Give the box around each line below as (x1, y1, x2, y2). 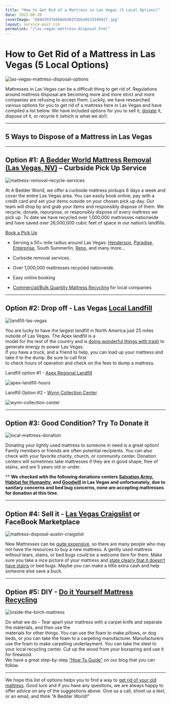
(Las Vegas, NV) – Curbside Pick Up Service (5, 164, 147, 172)
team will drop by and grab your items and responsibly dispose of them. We (5, 203, 164, 210)
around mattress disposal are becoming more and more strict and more (5, 91, 155, 97)
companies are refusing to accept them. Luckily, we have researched (5, 97, 150, 103)
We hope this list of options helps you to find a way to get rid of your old (5, 676, 157, 683)
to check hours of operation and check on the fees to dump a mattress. (5, 360, 155, 366)
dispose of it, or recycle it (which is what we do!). (5, 113, 108, 119)
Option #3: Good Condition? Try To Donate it (5, 419, 149, 427)
